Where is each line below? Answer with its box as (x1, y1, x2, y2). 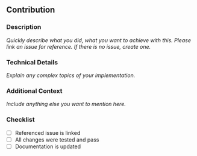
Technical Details (6, 58, 58, 66)
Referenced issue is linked (14, 129, 81, 136)
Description (6, 23, 42, 31)
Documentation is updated (14, 143, 81, 150)
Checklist (6, 116, 35, 124)
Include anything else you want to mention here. (6, 101, 127, 108)
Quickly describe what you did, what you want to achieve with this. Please (6, 36, 192, 44)
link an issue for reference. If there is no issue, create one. (6, 43, 151, 50)
